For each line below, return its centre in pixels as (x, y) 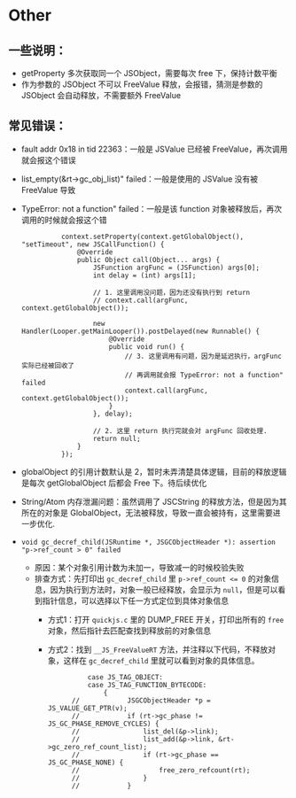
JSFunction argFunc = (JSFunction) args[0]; (176, 267)
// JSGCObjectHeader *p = (141, 701)
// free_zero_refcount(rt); (161, 770)
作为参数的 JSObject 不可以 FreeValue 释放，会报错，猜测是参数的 (142, 84)
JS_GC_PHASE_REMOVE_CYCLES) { (103, 724)
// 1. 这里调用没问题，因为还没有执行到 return (171, 292)
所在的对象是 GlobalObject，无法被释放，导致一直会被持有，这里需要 (147, 512)
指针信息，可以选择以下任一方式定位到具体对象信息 (136, 600)
